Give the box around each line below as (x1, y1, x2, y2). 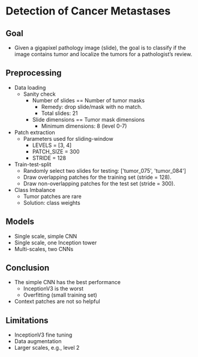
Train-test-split (14, 161, 52, 168)
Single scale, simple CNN (14, 232, 77, 240)
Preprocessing (5, 68, 62, 78)
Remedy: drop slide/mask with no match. (41, 103, 142, 110)
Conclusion (5, 263, 50, 273)
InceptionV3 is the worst (23, 285, 84, 293)
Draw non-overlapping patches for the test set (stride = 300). (23, 179, 175, 187)
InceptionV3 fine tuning (14, 331, 73, 338)
